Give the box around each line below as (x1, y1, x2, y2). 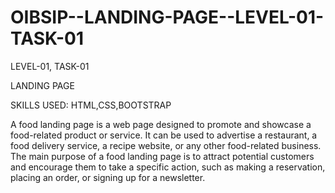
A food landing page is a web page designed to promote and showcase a (10, 118, 312, 130)
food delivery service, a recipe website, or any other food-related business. (10, 139, 322, 151)
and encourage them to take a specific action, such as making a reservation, (10, 161, 326, 173)
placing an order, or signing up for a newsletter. (10, 171, 206, 183)
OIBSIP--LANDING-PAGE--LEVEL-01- (10, 6, 325, 29)
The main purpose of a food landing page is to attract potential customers (10, 150, 315, 162)
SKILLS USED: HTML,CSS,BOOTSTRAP (10, 99, 172, 111)
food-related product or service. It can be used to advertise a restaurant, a (10, 129, 318, 141)
